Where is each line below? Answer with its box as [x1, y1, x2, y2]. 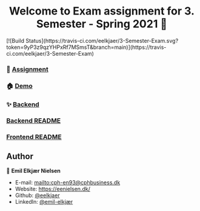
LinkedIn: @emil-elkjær [15, 198, 73, 206]
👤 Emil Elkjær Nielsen [6, 167, 61, 175]
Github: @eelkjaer [15, 192, 60, 199]
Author [6, 151, 33, 161]
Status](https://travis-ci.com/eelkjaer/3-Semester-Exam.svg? [25, 37, 179, 44]
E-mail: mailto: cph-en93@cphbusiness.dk [15, 179, 121, 186]
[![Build [6, 37, 25, 44]
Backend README [6, 116, 61, 125]
